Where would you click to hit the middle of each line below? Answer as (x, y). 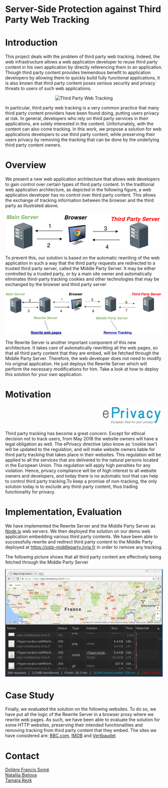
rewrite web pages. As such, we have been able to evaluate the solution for (82, 720)
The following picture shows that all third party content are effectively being (83, 557)
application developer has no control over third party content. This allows (80, 195)
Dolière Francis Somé (27, 770)
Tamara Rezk (19, 780)
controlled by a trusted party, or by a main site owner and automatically (79, 274)
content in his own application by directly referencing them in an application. (84, 67)
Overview (26, 165)
